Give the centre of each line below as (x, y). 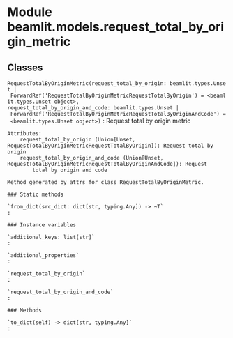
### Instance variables (42, 225)
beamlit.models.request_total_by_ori (116, 27)
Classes (25, 67)
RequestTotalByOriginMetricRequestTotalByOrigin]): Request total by (111, 146)
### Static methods (36, 194)
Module (30, 12)
